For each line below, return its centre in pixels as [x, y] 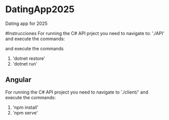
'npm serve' [25, 112]
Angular [18, 80]
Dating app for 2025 [26, 23]
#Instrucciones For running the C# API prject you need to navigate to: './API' [85, 33]
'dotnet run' [25, 64]
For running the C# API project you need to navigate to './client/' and [77, 92]
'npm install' [25, 107]
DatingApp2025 [40, 9]
